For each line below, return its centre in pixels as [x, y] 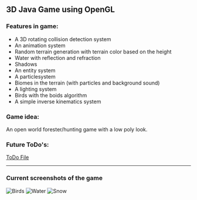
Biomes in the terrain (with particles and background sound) [87, 83]
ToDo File [18, 157]
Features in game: [32, 26]
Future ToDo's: [28, 144]
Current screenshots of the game [54, 178]
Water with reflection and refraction [57, 57]
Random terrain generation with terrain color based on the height [93, 52]
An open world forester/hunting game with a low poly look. [77, 129]
